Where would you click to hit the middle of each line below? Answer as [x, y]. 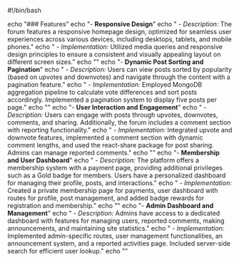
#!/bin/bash [24, 10]
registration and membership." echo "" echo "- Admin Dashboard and [111, 205]
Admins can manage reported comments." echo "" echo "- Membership [113, 153]
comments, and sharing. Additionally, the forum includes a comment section [119, 122]
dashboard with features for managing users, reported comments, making [116, 221]
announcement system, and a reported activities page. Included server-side [119, 243]
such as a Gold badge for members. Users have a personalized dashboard [117, 175]
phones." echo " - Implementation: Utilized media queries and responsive [115, 47]
